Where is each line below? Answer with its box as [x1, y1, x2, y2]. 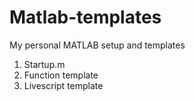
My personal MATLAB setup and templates [9, 39, 186, 51]
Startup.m [23, 58, 66, 70]
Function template [23, 69, 99, 81]
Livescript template [23, 79, 104, 91]
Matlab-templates [9, 6, 162, 29]
